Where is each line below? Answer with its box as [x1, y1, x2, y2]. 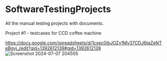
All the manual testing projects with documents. [5, 20, 104, 26]
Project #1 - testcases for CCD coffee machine [5, 30, 102, 36]
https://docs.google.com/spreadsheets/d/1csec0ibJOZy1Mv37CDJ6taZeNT [5, 39, 162, 46]
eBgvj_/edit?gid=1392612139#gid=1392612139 [5, 45, 101, 51]
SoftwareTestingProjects [5, 4, 111, 15]
